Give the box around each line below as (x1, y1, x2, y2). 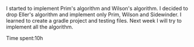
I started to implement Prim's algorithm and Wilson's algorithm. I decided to (6, 5, 189, 12)
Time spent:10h (6, 35, 43, 41)
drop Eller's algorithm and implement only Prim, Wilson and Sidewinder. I (6, 11, 182, 18)
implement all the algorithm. (6, 23, 73, 30)
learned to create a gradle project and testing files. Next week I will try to (6, 17, 182, 24)
